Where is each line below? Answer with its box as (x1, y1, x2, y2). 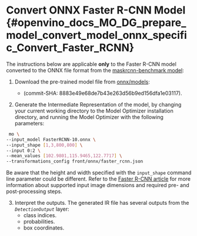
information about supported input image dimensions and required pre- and (6, 182, 189, 189)
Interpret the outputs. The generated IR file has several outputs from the (14, 200, 189, 207)
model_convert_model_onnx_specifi (6, 29, 187, 42)
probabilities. (23, 218, 55, 225)
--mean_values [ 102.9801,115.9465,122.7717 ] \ (6, 153, 122, 159)
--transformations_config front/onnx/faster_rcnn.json (6, 158, 143, 165)
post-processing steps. (6, 188, 63, 195)
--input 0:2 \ (6, 148, 41, 154)
